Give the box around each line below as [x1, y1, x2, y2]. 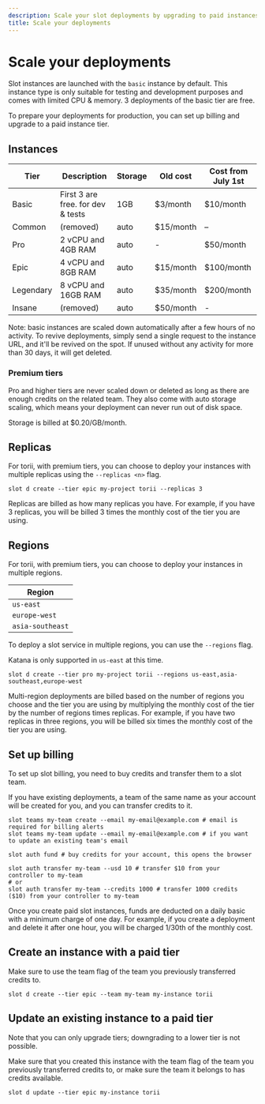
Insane [12, 302, 37, 314]
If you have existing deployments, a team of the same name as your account [8, 792, 256, 802]
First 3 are [60, 189, 99, 200]
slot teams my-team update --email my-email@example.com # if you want [8, 830, 248, 838]
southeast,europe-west [8, 678, 83, 685]
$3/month [155, 199, 192, 210]
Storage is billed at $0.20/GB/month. [8, 418, 128, 427]
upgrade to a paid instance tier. [8, 119, 110, 129]
